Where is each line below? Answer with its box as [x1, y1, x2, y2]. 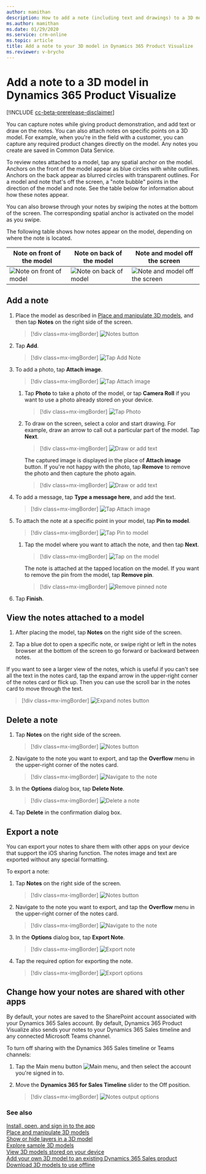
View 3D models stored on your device [6, 1148, 105, 1156]
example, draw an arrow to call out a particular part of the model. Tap [24, 426, 200, 433]
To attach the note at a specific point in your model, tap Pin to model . [15, 517, 191, 524]
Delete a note [6, 715, 58, 725]
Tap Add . [15, 341, 39, 349]
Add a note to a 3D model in [6, 75, 149, 89]
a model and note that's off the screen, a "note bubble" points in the [6, 178, 178, 185]
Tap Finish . [15, 595, 44, 602]
